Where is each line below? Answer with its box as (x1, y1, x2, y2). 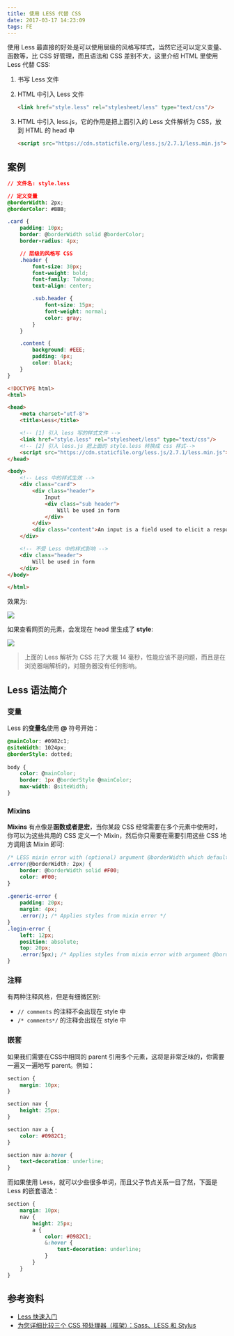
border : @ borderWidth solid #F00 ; (19, 867, 120, 874)
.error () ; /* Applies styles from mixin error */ (19, 912, 167, 919)
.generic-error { (7, 893, 58, 900)
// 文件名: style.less (7, 180, 70, 187)
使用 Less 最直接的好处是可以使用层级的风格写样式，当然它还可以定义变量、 (7, 43, 226, 52)
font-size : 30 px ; (32, 263, 82, 270)
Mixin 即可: (33, 840, 65, 848)
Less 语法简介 (7, 684, 68, 696)
